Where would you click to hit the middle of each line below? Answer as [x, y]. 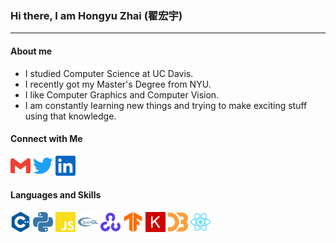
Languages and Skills [56, 195]
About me [31, 51]
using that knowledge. [70, 116]
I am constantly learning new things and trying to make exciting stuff [166, 105]
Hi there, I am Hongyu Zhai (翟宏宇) [96, 15]
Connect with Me [46, 139]
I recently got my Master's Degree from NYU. [118, 84]
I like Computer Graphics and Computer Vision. [122, 94]
